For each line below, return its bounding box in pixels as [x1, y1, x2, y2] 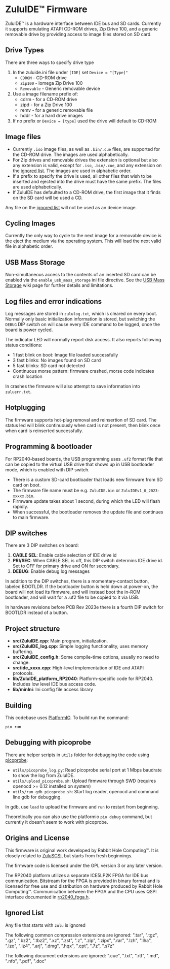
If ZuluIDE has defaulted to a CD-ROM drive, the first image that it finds [12, 189, 161, 195]
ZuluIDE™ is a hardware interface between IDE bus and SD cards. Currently [5, 20, 161, 26]
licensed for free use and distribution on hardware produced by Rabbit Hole [5, 883, 163, 889]
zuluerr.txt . [5, 389, 32, 395]
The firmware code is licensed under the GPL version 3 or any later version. [5, 862, 163, 868]
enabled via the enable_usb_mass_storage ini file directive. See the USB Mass [5, 277, 165, 283]
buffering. [12, 649, 33, 655]
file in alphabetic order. [5, 243, 53, 249]
